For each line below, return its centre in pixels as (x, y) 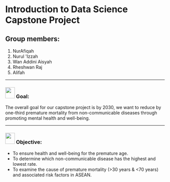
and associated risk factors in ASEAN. (52, 175)
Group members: (32, 39)
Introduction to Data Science (67, 9)
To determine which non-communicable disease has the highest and (84, 159)
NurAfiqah (23, 51)
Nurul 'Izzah (25, 56)
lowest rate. (25, 164)
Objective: (29, 142)
